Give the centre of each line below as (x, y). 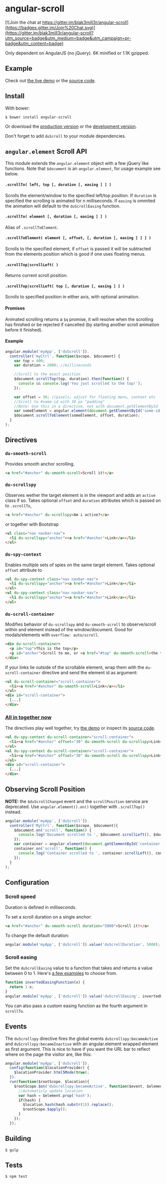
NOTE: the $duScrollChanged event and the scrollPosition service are (77, 801)
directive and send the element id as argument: (90, 672)
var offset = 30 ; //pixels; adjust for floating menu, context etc (85, 397)
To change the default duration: (37, 936)
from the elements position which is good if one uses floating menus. (75, 254)
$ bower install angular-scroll (38, 117)
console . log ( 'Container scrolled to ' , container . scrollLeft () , (86, 853)
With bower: (18, 108)
